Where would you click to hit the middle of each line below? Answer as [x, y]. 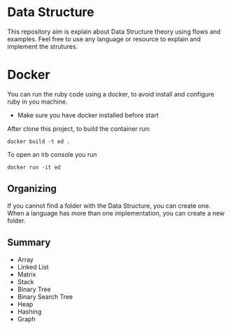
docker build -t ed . [39, 141]
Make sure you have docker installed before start [88, 115]
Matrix [27, 274]
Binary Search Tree [45, 296]
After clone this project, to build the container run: [79, 128]
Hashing [29, 311]
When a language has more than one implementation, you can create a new [116, 213]
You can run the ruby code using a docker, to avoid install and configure [111, 94]
